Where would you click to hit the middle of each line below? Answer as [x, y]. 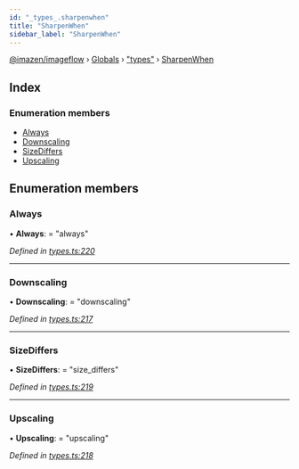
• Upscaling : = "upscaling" [59, 438]
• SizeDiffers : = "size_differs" [64, 370]
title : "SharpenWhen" [49, 26]
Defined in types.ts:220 [52, 251]
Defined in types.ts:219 [51, 387]
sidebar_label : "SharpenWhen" [65, 34]
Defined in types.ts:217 [51, 319]
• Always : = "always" [49, 234]
